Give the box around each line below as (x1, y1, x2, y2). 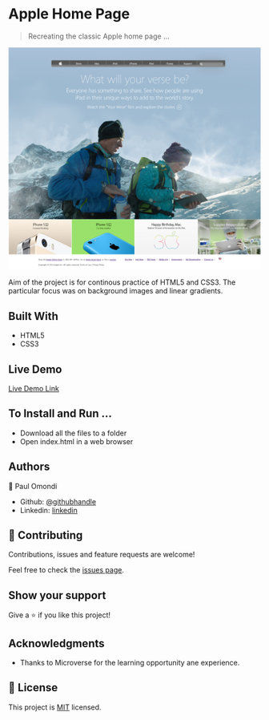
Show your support (8, 589, 106, 602)
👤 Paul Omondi (8, 481, 58, 491)
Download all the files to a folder (19, 428, 127, 438)
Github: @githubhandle (19, 496, 97, 506)
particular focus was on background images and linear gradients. (8, 286, 223, 296)
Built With (8, 309, 58, 323)
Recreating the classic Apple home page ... (27, 31, 170, 41)
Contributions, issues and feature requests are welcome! (8, 550, 195, 560)
